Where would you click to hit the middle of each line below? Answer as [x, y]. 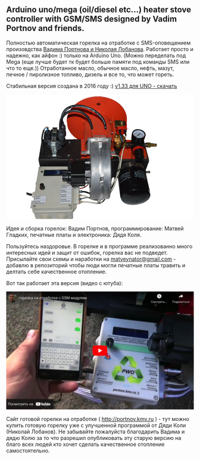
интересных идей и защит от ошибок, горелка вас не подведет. [87, 252]
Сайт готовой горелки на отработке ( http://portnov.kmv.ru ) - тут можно [98, 419]
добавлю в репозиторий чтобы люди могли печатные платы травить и [96, 265]
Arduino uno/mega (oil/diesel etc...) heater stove [99, 10]
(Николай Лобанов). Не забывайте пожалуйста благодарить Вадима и [96, 432]
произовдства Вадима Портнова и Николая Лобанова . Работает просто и [100, 49]
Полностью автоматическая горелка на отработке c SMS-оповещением [99, 43]
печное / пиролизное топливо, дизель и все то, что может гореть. [90, 74]
